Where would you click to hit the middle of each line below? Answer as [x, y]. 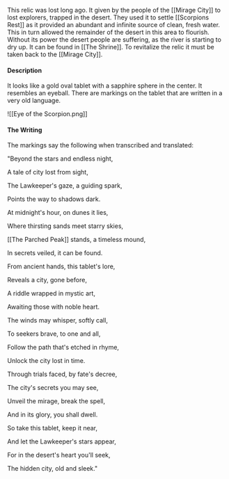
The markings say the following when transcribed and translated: [100, 145]
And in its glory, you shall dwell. [53, 415]
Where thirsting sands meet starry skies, [65, 226]
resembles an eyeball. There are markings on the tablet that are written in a [115, 93]
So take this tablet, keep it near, [53, 428]
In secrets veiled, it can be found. [55, 253]
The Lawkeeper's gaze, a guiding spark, [65, 186]
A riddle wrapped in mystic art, [52, 293]
